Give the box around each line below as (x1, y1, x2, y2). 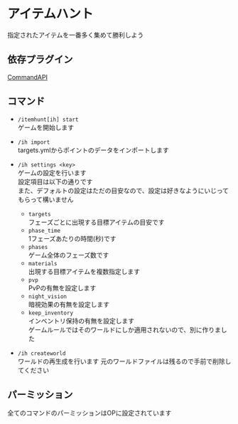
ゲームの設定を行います (17, 168, 87, 177)
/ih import (17, 139, 50, 146)
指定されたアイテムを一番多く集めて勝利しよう (7, 31, 144, 39)
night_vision (28, 292, 67, 300)
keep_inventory (28, 309, 73, 317)
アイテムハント (7, 6, 94, 22)
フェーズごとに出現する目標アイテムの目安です (28, 218, 165, 226)
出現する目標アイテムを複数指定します (28, 267, 141, 275)
